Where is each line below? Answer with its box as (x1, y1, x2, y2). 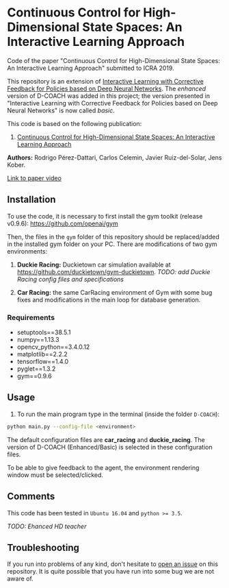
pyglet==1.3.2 (16, 365, 56, 373)
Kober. (7, 160, 26, 169)
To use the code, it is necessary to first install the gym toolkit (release (7, 212, 203, 220)
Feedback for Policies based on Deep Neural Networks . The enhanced (7, 84, 206, 93)
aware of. (7, 574, 34, 583)
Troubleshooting (7, 541, 80, 553)
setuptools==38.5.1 (16, 328, 71, 336)
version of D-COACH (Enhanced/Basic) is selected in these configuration (7, 443, 213, 451)
